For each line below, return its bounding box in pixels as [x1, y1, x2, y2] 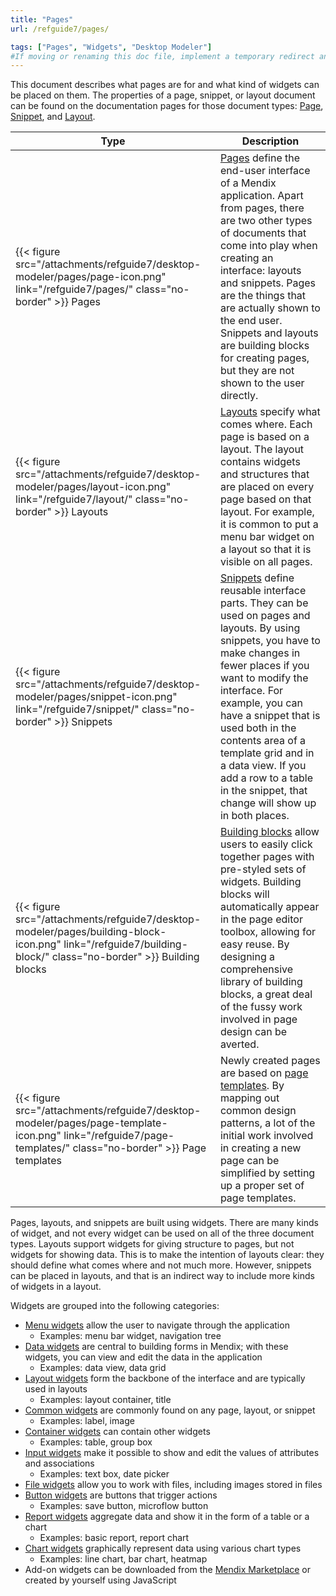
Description [241, 134, 300, 148]
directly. [219, 389, 259, 403]
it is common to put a [219, 517, 319, 531]
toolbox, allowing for [219, 925, 317, 939]
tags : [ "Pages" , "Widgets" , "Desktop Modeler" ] [10, 42, 213, 52]
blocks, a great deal [219, 987, 313, 1001]
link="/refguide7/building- [63, 937, 189, 951]
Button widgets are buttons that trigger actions [24, 1489, 218, 1501]
